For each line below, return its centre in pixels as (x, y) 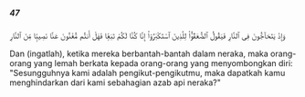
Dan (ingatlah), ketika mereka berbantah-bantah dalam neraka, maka (139, 53)
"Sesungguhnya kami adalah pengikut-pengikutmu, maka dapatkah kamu (147, 73)
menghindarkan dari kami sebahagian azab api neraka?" (116, 82)
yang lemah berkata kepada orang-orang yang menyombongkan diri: (163, 63)
